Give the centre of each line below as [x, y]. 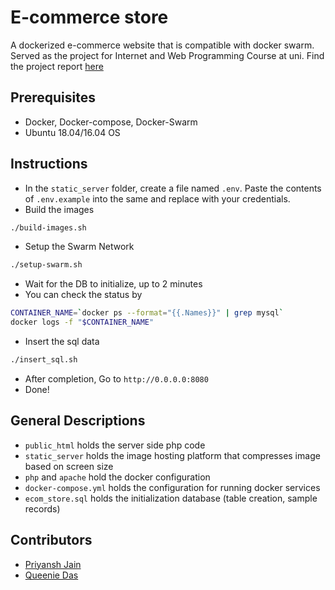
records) [42, 508]
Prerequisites [53, 97]
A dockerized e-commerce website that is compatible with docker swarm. [162, 45]
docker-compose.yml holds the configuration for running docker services [172, 487]
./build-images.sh [48, 227]
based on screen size [69, 466]
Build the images [59, 209]
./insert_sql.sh [44, 360]
